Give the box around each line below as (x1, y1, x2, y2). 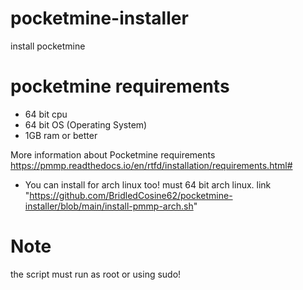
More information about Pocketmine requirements (10, 148, 216, 161)
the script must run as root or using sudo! (10, 268, 182, 280)
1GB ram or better (24, 129, 98, 141)
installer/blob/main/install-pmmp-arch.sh (24, 200, 194, 212)
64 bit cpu (24, 108, 68, 120)
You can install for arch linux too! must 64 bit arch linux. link (24, 178, 272, 191)
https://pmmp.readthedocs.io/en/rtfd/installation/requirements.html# (10, 159, 293, 171)
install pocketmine (10, 40, 86, 52)
